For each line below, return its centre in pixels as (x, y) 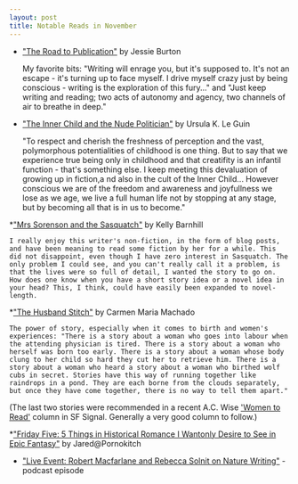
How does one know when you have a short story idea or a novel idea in (147, 280)
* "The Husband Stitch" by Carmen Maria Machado (102, 312)
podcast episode (53, 470)
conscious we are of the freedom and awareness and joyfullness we (147, 188)
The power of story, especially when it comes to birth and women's (139, 328)
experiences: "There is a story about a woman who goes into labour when (149, 336)
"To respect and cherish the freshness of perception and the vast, (143, 141)
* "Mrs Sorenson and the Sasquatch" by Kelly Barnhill (106, 225)
